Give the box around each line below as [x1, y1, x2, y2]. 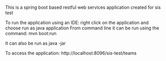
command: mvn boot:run [5, 30, 57, 36]
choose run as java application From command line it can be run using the [5, 25, 159, 31]
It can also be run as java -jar [5, 40, 66, 46]
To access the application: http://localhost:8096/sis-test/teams [5, 50, 137, 56]
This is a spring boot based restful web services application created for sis [5, 5, 161, 10]
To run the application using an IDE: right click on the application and [5, 20, 149, 25]
